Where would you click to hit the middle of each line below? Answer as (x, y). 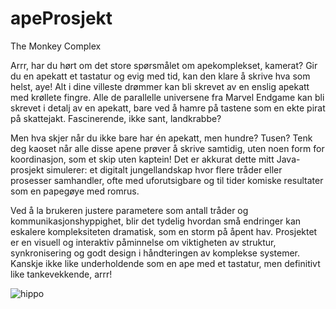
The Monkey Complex (56, 46)
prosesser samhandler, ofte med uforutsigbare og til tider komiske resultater (167, 180)
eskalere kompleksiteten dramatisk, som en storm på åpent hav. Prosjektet (164, 231)
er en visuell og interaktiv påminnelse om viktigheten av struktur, (143, 242)
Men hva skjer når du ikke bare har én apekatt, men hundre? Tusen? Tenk (161, 138)
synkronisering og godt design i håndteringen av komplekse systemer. (155, 253)
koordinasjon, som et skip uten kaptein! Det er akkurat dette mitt (142, 159)
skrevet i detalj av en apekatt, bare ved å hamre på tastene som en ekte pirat (168, 108)
